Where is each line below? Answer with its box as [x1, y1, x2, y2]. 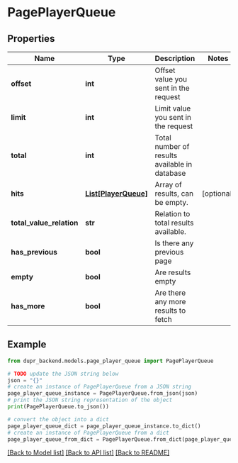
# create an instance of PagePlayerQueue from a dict [7, 429, 170, 436]
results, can [154, 189, 193, 199]
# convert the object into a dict [7, 415, 110, 423]
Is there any [154, 238, 194, 248]
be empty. [154, 198, 189, 207]
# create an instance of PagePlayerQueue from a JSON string [7, 384, 192, 391]
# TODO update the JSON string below [7, 370, 119, 377]
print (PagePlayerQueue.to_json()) [7, 403, 110, 411]
